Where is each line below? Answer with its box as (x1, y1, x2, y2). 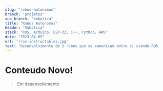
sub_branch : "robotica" (5, 16, 54, 21)
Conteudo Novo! (5, 65, 73, 76)
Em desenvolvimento (17, 81, 60, 87)
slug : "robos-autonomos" (5, 7, 56, 12)
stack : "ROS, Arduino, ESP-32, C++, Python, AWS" (5, 30, 108, 35)
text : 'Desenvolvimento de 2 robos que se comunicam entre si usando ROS (5, 44, 159, 48)
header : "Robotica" (5, 25, 45, 30)
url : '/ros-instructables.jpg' (5, 39, 69, 44)
